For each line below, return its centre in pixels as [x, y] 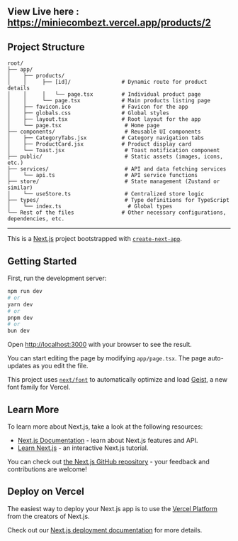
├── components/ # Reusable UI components [104, 132]
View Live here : [43, 12]
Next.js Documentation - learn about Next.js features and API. [108, 440]
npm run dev [25, 291]
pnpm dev [20, 318]
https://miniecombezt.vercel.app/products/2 [109, 23]
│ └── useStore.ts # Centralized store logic [106, 194]
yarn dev [20, 304]
